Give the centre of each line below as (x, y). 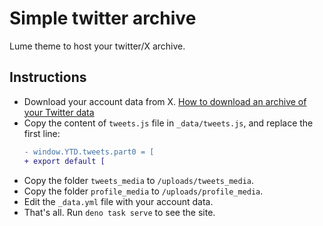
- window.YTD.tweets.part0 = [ (89, 152)
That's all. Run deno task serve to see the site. (119, 212)
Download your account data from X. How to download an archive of (165, 101)
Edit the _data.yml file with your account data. (118, 201)
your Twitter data (59, 112)
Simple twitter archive (103, 18)
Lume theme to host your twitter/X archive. (97, 46)
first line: (42, 133)
